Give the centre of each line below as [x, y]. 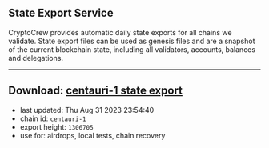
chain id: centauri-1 [53, 118]
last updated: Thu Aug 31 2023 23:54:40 [87, 110]
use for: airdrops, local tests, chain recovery [92, 135]
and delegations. [36, 58]
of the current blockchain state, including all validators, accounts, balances [132, 49]
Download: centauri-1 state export [95, 91]
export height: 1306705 [56, 126]
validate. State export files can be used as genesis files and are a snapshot [132, 41]
